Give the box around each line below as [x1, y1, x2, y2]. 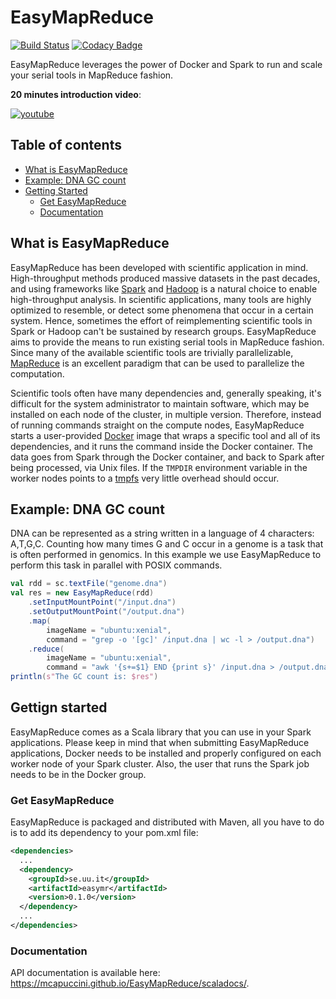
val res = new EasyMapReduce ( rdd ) [10, 588, 155, 598]
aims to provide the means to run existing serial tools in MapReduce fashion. [10, 336, 325, 348]
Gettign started [10, 699, 108, 716]
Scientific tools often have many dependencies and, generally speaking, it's [10, 387, 322, 399]
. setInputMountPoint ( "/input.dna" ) [28, 597, 177, 608]
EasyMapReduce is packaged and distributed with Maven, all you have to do [10, 816, 325, 828]
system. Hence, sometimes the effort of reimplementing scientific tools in [10, 314, 313, 326]
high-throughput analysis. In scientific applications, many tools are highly [10, 293, 312, 305]
